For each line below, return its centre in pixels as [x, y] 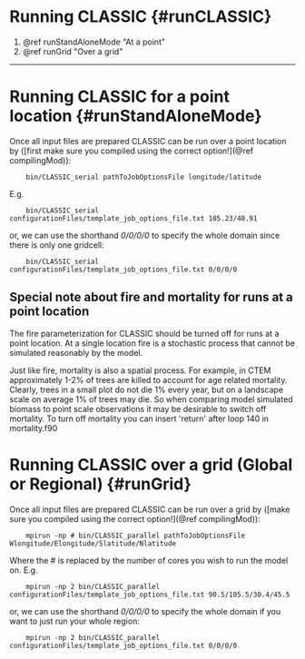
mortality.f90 [34, 428]
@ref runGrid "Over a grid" [73, 51]
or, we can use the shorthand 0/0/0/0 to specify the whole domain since [145, 235]
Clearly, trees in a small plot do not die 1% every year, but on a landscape [147, 389]
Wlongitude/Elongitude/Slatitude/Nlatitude [93, 543]
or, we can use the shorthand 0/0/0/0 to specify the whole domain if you [145, 611]
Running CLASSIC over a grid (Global [151, 464]
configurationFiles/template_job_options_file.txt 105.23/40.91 [133, 218]
